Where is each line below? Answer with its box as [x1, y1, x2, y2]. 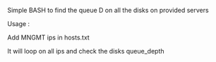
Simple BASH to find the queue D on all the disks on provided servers [7, 6, 210, 14]
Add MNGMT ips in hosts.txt [7, 33, 90, 42]
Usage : [7, 20, 30, 27]
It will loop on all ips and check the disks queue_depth [7, 47, 164, 55]
